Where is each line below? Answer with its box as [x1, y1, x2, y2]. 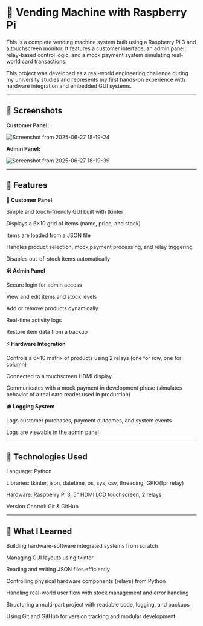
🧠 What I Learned [6, 526, 72, 536]
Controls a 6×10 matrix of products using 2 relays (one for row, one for [6, 354, 182, 361]
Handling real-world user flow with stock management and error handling [6, 589, 189, 596]
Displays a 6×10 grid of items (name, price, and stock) [6, 219, 141, 227]
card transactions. [21, 58, 67, 65]
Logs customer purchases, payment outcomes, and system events [6, 416, 172, 424]
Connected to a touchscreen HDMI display [6, 372, 112, 379]
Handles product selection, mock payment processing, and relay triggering [6, 243, 193, 250]
